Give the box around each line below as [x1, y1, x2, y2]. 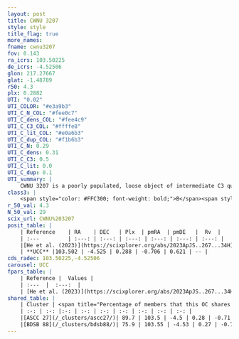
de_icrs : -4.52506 [7, 63, 62, 70]
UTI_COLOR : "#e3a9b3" [7, 103, 72, 110]
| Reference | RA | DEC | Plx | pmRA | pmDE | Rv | [20, 228, 221, 235]
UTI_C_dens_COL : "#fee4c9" [7, 116, 87, 123]
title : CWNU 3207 [7, 17, 59, 24]
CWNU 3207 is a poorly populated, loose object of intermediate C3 [20, 182, 224, 189]
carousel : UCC [7, 262, 50, 269]
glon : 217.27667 [7, 70, 55, 77]
